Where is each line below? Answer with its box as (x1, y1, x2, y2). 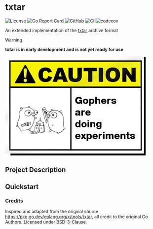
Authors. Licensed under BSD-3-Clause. (5, 219, 87, 225)
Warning (5, 37, 22, 43)
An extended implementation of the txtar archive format (5, 27, 118, 33)
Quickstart (5, 182, 39, 191)
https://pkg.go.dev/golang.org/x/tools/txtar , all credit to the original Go (5, 214, 148, 220)
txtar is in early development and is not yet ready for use (5, 46, 123, 52)
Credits (5, 197, 23, 204)
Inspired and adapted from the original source (5, 209, 99, 215)
